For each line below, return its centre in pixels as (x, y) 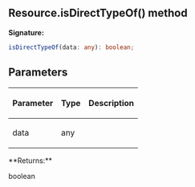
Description (111, 103)
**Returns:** (30, 161)
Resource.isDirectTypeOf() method (98, 13)
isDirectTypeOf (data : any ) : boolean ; (71, 47)
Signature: (26, 32)
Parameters (38, 73)
